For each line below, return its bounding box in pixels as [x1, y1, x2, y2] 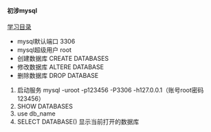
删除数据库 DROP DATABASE [16, 72, 99, 80]
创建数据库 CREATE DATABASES [16, 55, 109, 63]
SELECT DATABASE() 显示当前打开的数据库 [16, 118, 140, 126]
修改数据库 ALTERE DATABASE [16, 63, 104, 71]
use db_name [16, 109, 56, 118]
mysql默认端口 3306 [16, 38, 76, 46]
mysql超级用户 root [16, 46, 72, 54]
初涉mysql [7, 6, 38, 14]
